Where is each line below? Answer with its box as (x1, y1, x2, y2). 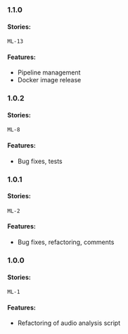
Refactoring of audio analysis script (17, 319, 121, 328)
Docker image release (17, 76, 82, 84)
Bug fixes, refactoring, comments (17, 238, 115, 246)
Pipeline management (17, 68, 81, 77)
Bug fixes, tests (17, 157, 63, 165)
